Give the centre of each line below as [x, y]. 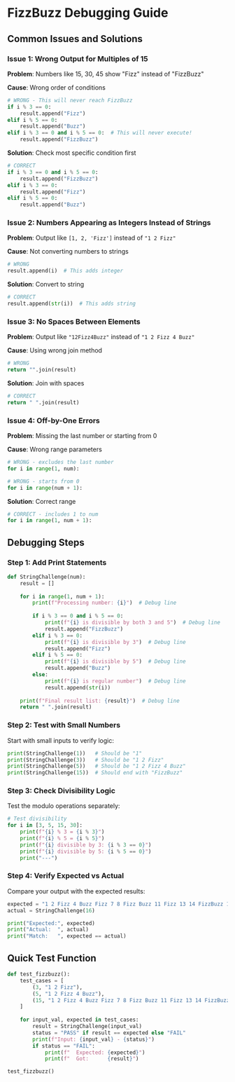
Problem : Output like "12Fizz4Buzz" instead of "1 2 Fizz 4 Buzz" [101, 337]
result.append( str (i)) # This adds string [72, 304]
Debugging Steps [46, 542]
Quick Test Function [52, 958]
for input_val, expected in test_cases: [79, 1020]
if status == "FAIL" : [64, 1046]
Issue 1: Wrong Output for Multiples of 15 [78, 59]
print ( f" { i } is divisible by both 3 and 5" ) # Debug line [132, 623]
